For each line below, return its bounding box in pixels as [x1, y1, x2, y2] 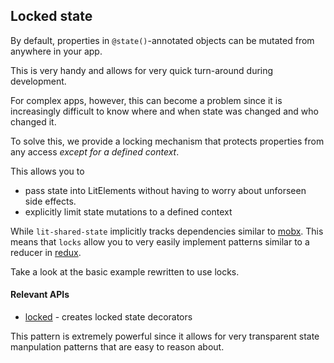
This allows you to [10, 165, 85, 177]
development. [10, 75, 67, 87]
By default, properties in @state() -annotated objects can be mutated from [10, 34, 315, 46]
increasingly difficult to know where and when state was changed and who [10, 105, 319, 117]
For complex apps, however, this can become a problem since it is [10, 94, 283, 106]
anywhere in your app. [10, 45, 103, 57]
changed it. [10, 115, 57, 128]
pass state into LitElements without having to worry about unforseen [24, 184, 307, 196]
